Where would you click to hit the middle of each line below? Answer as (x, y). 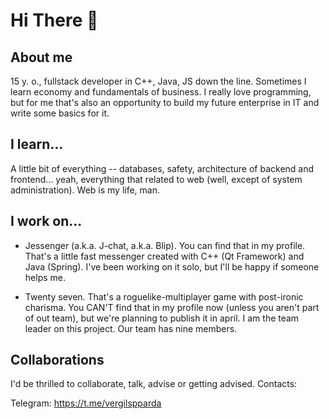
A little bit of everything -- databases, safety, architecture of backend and (162, 168)
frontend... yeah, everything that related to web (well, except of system (156, 179)
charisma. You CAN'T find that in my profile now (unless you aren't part (172, 307)
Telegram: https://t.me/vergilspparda (86, 403)
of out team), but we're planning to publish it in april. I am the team (162, 318)
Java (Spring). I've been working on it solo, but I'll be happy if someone (172, 266)
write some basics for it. (60, 113)
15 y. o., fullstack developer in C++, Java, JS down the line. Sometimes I (158, 81)
